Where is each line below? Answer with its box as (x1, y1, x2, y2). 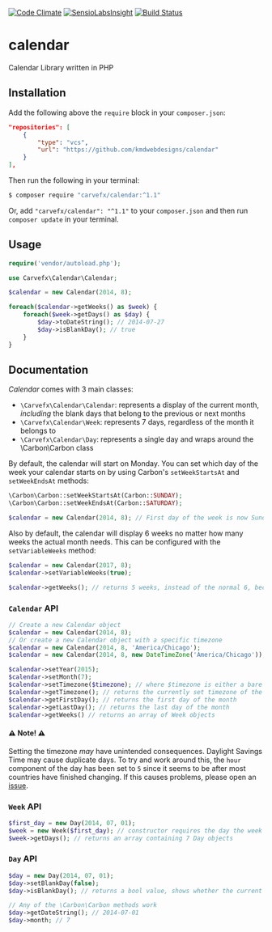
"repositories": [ (8, 123, 70, 131)
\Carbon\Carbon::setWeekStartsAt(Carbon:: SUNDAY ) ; (8, 492, 183, 500)
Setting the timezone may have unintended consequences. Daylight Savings (8, 746, 263, 756)
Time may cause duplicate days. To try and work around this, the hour (8, 755, 241, 765)
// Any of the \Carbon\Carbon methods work (8, 901, 158, 909)
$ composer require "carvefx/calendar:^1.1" (8, 191, 161, 199)
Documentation (8, 362, 89, 376)
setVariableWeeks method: (8, 546, 96, 555)
